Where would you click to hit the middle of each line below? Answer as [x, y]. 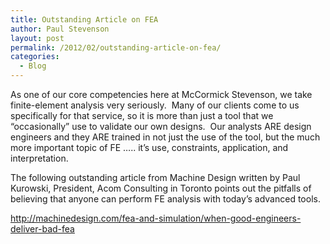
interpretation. [39, 158]
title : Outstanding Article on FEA [84, 19]
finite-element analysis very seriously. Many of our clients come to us [155, 105]
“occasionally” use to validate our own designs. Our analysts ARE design [161, 126]
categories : [35, 57]
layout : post [37, 38]
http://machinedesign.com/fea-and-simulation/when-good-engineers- [156, 218]
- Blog [33, 66]
